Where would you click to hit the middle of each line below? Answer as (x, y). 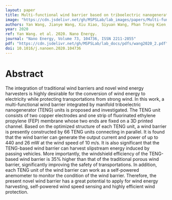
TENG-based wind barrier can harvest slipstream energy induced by (78, 148)
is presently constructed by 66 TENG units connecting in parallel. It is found (85, 132)
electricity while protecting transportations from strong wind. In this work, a (85, 99)
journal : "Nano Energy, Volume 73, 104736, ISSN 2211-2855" (71, 39)
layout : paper (20, 10)
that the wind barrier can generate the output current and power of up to (82, 137)
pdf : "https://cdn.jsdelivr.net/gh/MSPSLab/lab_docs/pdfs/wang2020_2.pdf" (87, 44)
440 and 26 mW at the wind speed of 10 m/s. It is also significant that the (82, 142)
